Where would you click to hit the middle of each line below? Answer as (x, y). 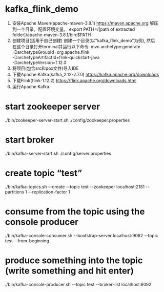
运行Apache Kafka (31, 86)
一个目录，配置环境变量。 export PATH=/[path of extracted (76, 29)
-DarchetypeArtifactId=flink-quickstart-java (56, 57)
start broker (30, 140)
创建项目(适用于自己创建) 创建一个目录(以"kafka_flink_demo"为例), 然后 (83, 41)
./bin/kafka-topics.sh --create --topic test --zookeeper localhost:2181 (75, 187)
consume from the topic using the (75, 211)
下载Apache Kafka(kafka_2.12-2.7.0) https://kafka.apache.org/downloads (85, 74)
